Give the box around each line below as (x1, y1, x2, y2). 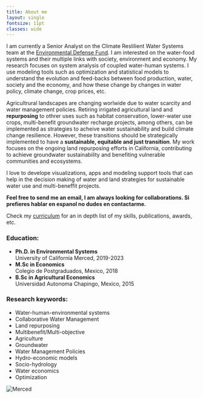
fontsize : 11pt (6, 20, 45, 26)
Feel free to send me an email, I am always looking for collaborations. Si (6, 194, 190, 201)
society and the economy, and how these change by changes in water (6, 81, 182, 89)
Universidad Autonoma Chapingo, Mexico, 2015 (15, 280, 135, 287)
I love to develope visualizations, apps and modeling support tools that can (6, 170, 193, 177)
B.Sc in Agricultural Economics (15, 273, 95, 281)
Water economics (15, 367, 59, 374)
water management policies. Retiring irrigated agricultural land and (6, 106, 173, 113)
